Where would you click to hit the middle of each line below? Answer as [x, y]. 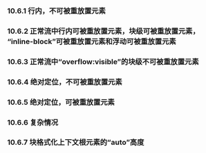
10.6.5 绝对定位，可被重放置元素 [61, 102]
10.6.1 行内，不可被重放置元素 [56, 10]
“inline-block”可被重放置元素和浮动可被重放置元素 [92, 41]
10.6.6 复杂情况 [33, 122]
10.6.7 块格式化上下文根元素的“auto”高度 [76, 143]
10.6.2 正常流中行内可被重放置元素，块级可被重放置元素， [103, 31]
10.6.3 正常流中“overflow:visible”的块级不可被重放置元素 [103, 61]
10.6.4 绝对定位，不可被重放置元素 [65, 82]
